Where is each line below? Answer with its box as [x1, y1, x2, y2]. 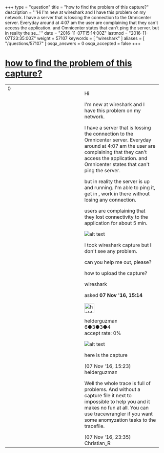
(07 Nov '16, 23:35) [84, 433, 131, 440]
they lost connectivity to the [84, 213, 148, 220]
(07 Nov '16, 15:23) [84, 362, 131, 369]
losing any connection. [84, 196, 137, 203]
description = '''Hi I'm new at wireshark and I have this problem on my [5, 9, 146, 15]
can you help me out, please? [84, 259, 152, 266]
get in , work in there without [84, 190, 150, 197]
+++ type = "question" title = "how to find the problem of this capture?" [5, 4, 149, 10]
